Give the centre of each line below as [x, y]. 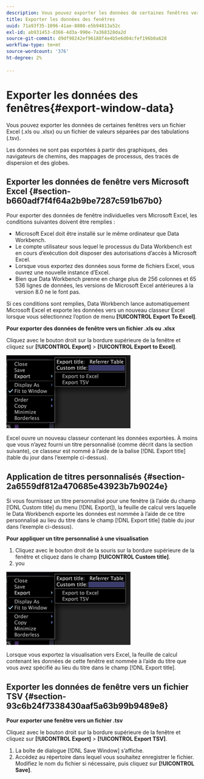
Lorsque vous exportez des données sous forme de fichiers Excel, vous [105, 266]
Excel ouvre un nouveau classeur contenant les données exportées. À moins [102, 438]
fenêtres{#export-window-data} [90, 108]
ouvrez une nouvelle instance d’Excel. [63, 273]
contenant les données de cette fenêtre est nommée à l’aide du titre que [97, 661]
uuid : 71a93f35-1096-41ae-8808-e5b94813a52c [63, 26]
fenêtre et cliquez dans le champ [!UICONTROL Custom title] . [93, 557]
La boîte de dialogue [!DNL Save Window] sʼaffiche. [80, 750]
